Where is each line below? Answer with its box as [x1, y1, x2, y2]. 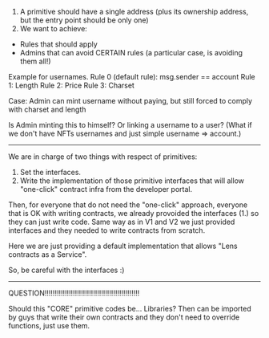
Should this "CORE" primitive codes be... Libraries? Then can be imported [8, 304, 251, 313]
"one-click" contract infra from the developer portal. [19, 185, 193, 193]
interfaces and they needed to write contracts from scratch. [8, 226, 206, 235]
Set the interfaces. [19, 168, 82, 177]
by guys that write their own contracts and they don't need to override [8, 312, 240, 322]
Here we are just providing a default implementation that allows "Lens [8, 241, 238, 250]
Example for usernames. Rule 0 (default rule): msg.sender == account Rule [8, 72, 255, 81]
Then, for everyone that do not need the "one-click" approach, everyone [8, 200, 248, 210]
